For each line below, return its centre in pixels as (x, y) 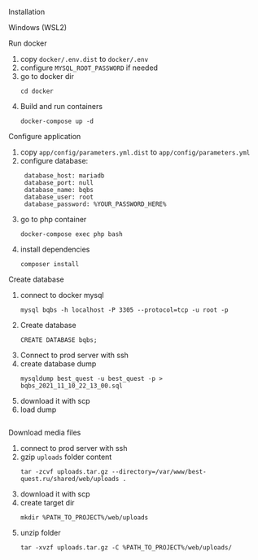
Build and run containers (61, 106)
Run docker (28, 43)
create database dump (58, 364)
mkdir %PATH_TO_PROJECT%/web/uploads (84, 518)
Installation (27, 12)
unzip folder (40, 533)
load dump (38, 409)
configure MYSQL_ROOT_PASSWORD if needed (89, 68)
